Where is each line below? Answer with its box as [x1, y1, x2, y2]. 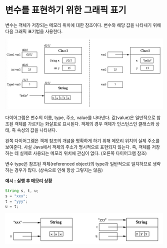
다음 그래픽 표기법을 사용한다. [5, 28, 63, 34]
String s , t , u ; [5, 188, 39, 193]
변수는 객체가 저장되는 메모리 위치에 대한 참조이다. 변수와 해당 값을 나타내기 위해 [5, 22, 161, 28]
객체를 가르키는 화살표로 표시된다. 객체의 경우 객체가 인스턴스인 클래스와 [14, 120, 155, 126]
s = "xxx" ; [5, 193, 28, 198]
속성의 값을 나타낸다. [16, 127, 57, 133]
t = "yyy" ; [5, 198, 28, 204]
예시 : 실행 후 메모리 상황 [5, 177, 52, 183]
